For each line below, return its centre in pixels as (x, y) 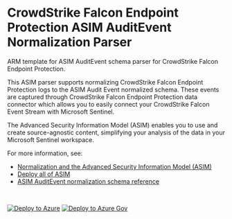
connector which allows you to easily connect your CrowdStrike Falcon (108, 104)
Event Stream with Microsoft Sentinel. (61, 112)
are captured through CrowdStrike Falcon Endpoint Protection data (102, 97)
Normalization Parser (70, 42)
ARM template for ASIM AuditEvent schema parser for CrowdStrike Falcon (113, 61)
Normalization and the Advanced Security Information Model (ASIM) (115, 166)
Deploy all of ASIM (44, 174)
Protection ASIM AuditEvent (89, 27)
